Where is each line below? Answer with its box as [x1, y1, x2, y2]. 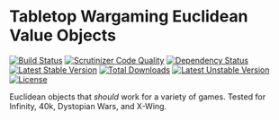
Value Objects [9, 25, 117, 46]
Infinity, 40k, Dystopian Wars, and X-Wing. [9, 100, 167, 111]
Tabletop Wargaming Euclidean [9, 6, 248, 27]
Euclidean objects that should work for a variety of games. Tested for [9, 91, 266, 102]
